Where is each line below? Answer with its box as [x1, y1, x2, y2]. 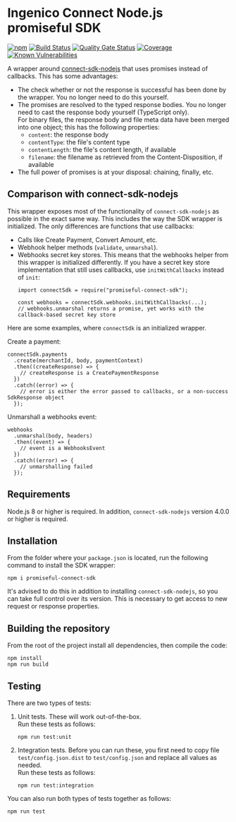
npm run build [7, 661, 49, 668]
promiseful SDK [7, 20, 101, 36]
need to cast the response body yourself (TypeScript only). [17, 108, 190, 116]
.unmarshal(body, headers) [13, 432, 93, 440]
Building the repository [7, 622, 111, 635]
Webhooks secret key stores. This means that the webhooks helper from [17, 250, 229, 259]
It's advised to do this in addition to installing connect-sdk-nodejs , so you [7, 587, 218, 596]
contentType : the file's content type [27, 137, 130, 146]
